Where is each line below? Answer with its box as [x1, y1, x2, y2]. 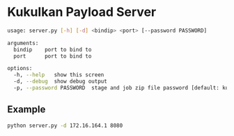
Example [7, 103, 46, 115]
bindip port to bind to [13, 46, 92, 53]
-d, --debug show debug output [13, 78, 108, 85]
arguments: [7, 40, 39, 46]
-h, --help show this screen [13, 71, 104, 78]
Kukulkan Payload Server [7, 4, 157, 20]
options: [7, 65, 33, 72]
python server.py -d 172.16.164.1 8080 [7, 122, 123, 129]
